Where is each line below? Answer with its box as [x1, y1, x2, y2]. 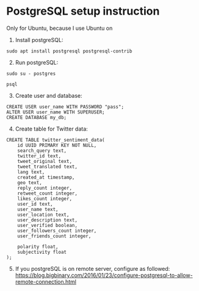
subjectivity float [17, 249, 67, 255]
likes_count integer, [17, 195, 72, 202]
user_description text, [17, 217, 78, 223]
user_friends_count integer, [17, 233, 92, 239]
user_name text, [17, 206, 59, 212]
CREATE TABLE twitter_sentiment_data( [6, 137, 105, 143]
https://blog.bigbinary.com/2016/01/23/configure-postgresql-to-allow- [15, 271, 194, 279]
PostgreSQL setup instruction [6, 4, 160, 18]
